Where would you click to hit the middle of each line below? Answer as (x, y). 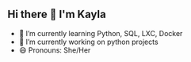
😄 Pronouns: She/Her (55, 50)
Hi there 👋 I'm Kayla (57, 15)
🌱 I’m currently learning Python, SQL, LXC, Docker (101, 33)
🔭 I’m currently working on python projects (89, 42)
